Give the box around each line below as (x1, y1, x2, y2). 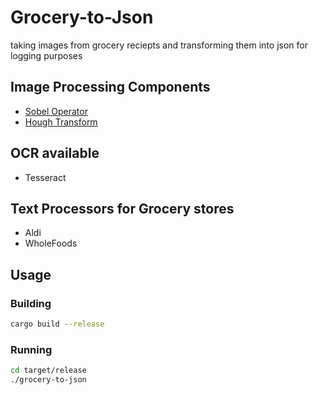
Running (10, 342, 53, 356)
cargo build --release (10, 319, 105, 330)
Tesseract (24, 171, 67, 183)
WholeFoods (24, 237, 78, 250)
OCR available (10, 145, 100, 162)
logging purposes (10, 49, 83, 61)
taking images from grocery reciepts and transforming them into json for (10, 39, 308, 51)
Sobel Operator (24, 105, 88, 117)
